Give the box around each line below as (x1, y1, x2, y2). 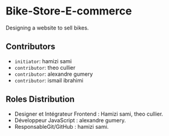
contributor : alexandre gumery (14, 70, 93, 78)
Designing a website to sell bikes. (5, 24, 89, 31)
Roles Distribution (5, 94, 75, 105)
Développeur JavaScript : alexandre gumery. (14, 116, 126, 124)
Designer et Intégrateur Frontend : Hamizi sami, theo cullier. (14, 110, 164, 117)
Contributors (5, 42, 56, 52)
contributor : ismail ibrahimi (14, 76, 84, 84)
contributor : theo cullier (14, 64, 76, 71)
